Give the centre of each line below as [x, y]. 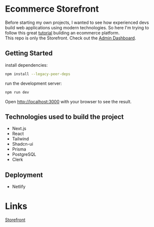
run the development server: [34, 83]
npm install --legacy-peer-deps [38, 74]
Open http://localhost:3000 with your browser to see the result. [68, 101]
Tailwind [20, 139]
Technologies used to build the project [64, 117]
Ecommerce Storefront [52, 9]
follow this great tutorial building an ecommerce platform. [62, 33]
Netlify [19, 187]
